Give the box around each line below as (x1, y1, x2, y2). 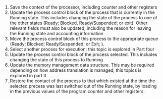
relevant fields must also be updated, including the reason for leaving (9, 25, 152, 31)
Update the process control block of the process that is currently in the (9, 9, 155, 15)
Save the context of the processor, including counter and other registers (9, 4, 158, 10)
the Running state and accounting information (9, 31, 104, 36)
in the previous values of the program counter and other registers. (9, 89, 145, 94)
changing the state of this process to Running (9, 57, 103, 62)
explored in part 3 (9, 73, 47, 78)
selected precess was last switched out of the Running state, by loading (9, 83, 157, 89)
